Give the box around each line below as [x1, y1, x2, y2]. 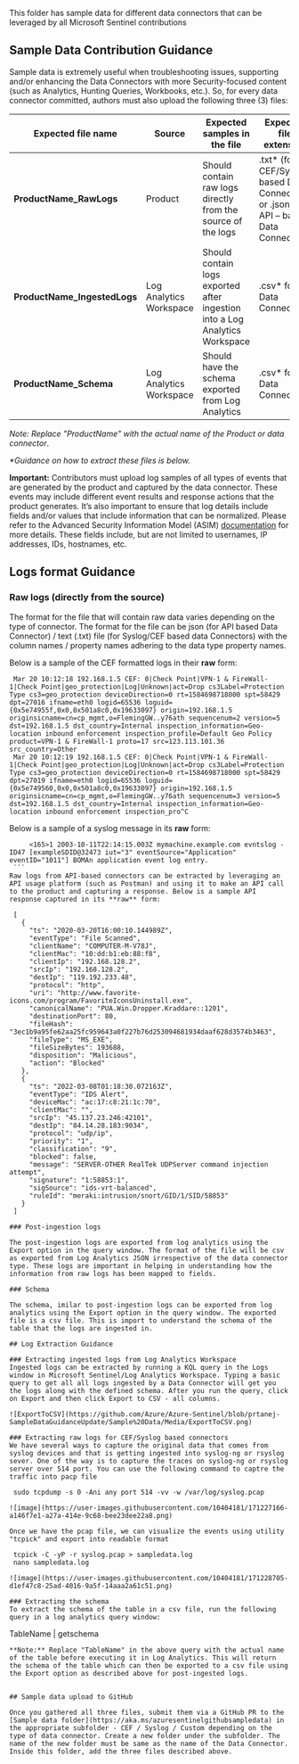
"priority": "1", [28, 1136, 93, 1145]
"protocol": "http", [28, 980, 105, 989]
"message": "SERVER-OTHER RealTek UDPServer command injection [28, 1159, 269, 1169]
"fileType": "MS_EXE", [28, 1034, 114, 1044]
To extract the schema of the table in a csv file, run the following [9, 1604, 277, 1613]
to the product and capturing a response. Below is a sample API [9, 886, 256, 895]
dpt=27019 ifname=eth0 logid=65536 [9, 776, 141, 785]
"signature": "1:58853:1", [28, 1175, 129, 1184]
